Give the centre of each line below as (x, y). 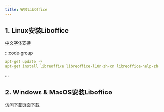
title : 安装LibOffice (26, 9)
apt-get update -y (24, 62)
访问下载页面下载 (22, 105)
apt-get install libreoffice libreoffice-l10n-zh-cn (60, 66)
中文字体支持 (18, 43)
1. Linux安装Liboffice (37, 30)
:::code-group (19, 53)
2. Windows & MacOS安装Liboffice (59, 92)
